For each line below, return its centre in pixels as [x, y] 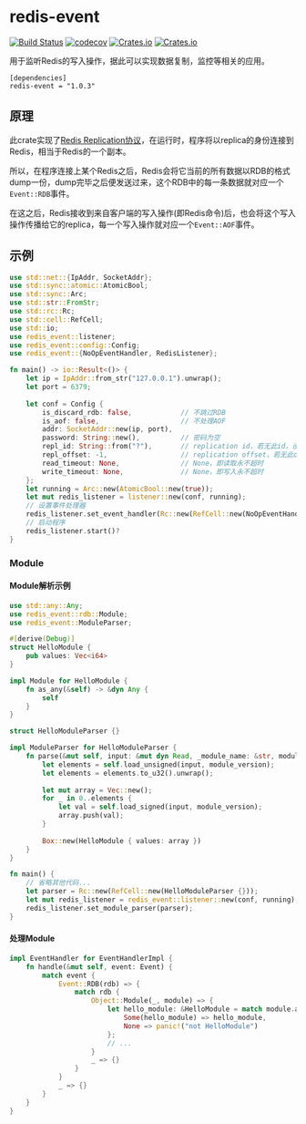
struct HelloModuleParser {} [65, 731]
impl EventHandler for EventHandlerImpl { [91, 958]
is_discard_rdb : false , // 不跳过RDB [134, 412]
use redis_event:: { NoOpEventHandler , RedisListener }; [114, 354]
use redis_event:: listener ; [63, 336]
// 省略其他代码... [58, 883]
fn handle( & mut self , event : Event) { [99, 967]
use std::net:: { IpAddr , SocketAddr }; [81, 277]
